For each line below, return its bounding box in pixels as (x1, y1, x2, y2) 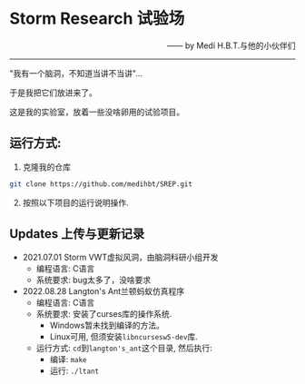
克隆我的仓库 (22, 161, 71, 172)
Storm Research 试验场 (9, 8, 185, 29)
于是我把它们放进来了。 (9, 87, 97, 98)
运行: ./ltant (49, 365, 100, 377)
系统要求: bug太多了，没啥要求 (35, 274, 152, 286)
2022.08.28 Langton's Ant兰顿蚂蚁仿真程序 (22, 286, 185, 297)
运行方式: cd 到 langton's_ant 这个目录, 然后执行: (35, 342, 212, 354)
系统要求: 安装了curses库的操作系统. (35, 309, 172, 320)
